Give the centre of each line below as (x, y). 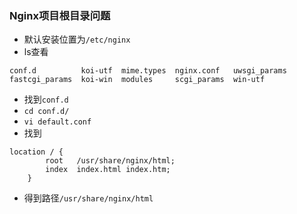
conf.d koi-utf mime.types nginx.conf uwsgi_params (148, 71)
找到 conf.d (46, 99)
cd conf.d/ (46, 112)
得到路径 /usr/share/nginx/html (88, 198)
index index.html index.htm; (108, 170)
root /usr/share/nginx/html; (110, 161)
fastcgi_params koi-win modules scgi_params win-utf (137, 80)
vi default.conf (57, 122)
